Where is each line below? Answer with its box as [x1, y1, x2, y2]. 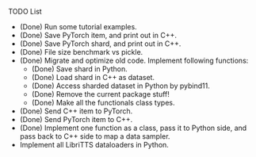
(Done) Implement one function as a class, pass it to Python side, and [19, 123, 247, 132]
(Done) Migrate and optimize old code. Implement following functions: [19, 56, 249, 65]
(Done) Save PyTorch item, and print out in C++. [19, 31, 177, 40]
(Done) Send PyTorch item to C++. [19, 115, 133, 124]
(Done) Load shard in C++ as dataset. [31, 73, 155, 82]
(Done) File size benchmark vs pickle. [19, 48, 143, 56]
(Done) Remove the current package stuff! [31, 90, 170, 98]
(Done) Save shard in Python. [31, 64, 128, 74]
